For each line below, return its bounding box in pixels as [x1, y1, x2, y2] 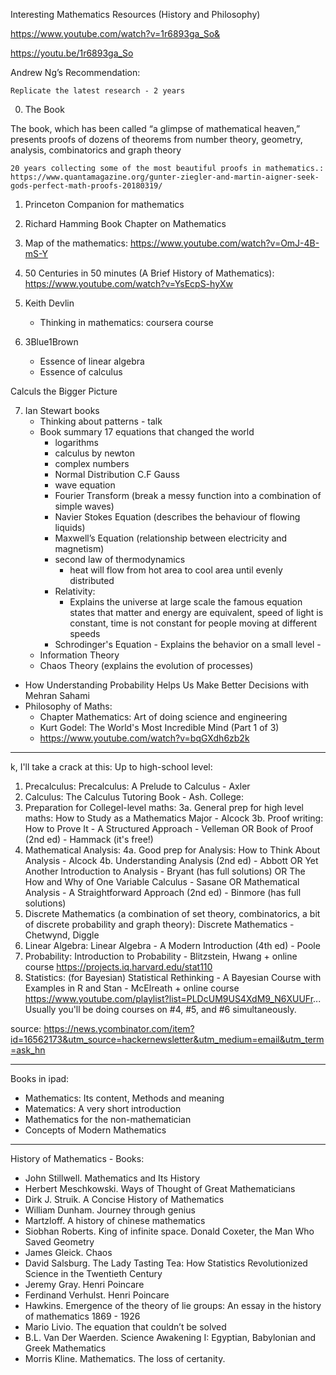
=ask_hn [10, 1044, 46, 1056]
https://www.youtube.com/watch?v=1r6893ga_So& [10, 28, 221, 39]
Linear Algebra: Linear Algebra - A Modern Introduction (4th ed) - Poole [24, 940, 321, 951]
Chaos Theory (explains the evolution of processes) [39, 660, 254, 671]
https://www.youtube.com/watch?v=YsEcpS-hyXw [24, 278, 234, 289]
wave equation [54, 479, 116, 491]
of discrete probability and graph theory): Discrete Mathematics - [24, 919, 295, 930]
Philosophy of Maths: [24, 700, 113, 712]
